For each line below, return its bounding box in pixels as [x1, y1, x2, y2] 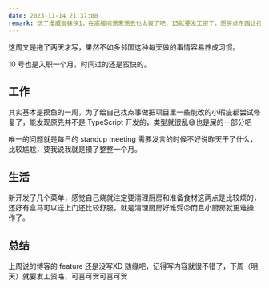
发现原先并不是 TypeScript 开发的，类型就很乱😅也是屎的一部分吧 [35, 118, 252, 127]
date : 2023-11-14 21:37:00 [8, 11, 98, 20]
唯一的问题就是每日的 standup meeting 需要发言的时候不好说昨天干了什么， [8, 134, 258, 144]
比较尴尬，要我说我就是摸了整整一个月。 [8, 145, 142, 154]
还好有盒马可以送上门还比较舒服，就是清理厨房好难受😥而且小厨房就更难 [8, 203, 247, 213]
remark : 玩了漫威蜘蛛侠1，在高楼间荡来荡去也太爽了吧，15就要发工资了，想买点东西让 [8, 19, 256, 27]
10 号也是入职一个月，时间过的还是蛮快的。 [8, 59, 151, 69]
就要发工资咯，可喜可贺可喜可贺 [22, 271, 128, 281]
